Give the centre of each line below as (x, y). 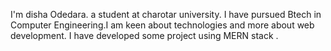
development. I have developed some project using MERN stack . (144, 35)
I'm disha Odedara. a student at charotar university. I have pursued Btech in (166, 14)
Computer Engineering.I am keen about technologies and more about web (162, 25)
